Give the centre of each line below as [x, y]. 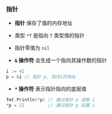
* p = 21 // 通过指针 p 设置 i [50, 105]
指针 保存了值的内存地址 [43, 23]
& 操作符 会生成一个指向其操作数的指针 [61, 60]
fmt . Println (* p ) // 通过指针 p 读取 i [50, 100]
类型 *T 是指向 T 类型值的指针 [50, 36]
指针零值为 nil [32, 48]
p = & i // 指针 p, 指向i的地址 [41, 77]
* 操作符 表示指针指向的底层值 [50, 89]
